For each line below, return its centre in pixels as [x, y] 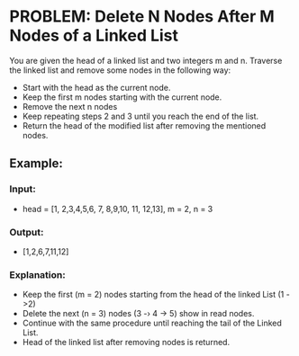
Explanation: [37, 274]
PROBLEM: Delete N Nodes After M [142, 17]
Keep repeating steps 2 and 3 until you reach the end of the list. [140, 116]
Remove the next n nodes [70, 106]
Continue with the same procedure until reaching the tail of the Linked [152, 323]
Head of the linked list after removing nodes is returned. [126, 343]
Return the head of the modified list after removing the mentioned [144, 125]
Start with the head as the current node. [96, 87]
